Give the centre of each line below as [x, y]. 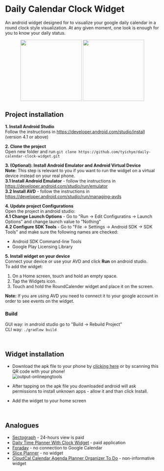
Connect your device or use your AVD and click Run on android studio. [76, 261]
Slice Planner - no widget [38, 453]
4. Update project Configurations [39, 206]
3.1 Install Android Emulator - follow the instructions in [60, 181]
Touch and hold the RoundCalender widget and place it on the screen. [83, 286]
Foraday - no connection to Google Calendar [57, 448]
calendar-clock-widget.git [33, 156]
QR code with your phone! [38, 371]
